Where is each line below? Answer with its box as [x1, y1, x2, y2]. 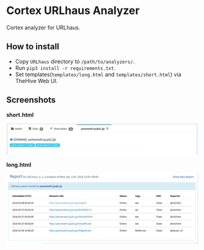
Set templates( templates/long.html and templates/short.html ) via [15, 71, 181, 78]
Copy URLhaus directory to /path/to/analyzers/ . [15, 57, 135, 65]
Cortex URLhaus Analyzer [6, 4, 140, 18]
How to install [6, 41, 60, 52]
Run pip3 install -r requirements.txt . [15, 64, 116, 71]
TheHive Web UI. [15, 77, 58, 84]
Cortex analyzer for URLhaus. [6, 24, 80, 31]
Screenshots [6, 95, 56, 105]
